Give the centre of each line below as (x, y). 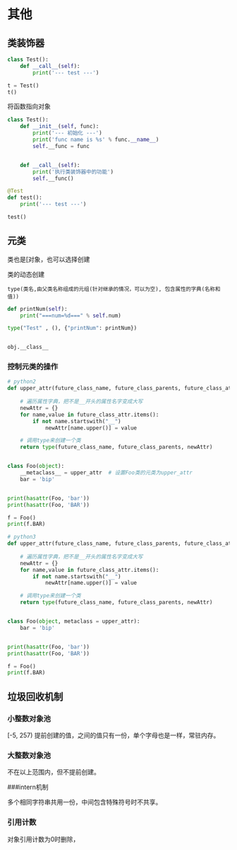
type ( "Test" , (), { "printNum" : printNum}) (72, 328)
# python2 (22, 382)
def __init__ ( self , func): (60, 127)
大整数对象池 (29, 755)
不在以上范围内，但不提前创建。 (54, 772)
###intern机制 (28, 787)
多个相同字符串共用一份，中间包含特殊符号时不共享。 (85, 802)
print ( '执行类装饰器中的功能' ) (73, 172)
